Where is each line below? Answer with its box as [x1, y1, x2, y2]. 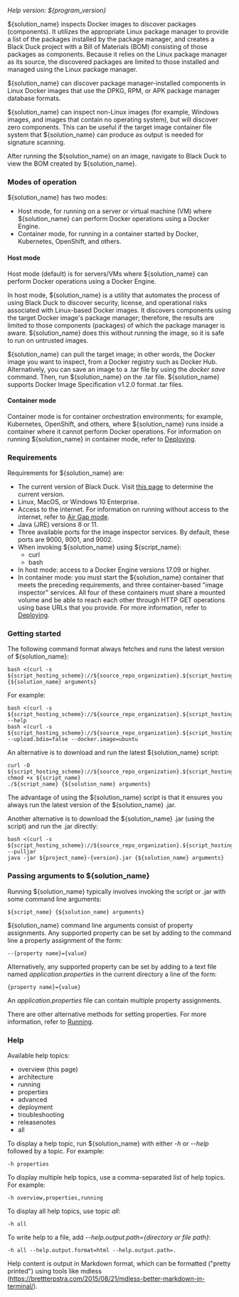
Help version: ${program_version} [7, 6, 107, 14]
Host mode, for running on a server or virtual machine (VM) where [17, 207, 212, 215]
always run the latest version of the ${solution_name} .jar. [7, 801, 176, 809]
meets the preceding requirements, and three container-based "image [17, 581, 224, 589]
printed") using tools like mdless [7, 1266, 102, 1275]
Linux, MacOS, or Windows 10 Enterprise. [17, 498, 140, 506]
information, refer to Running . [7, 1017, 94, 1026]
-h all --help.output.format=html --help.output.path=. [7, 1247, 176, 1254]
